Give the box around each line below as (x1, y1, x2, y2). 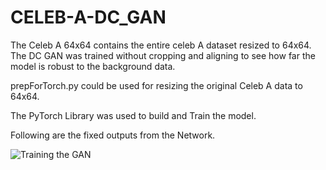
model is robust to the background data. (10, 60, 176, 72)
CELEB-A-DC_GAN (10, 6, 167, 29)
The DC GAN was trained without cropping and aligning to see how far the (10, 49, 316, 61)
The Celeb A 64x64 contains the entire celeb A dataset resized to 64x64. (10, 39, 312, 51)
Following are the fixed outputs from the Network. (10, 129, 216, 141)
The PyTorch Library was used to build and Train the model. (10, 109, 257, 121)
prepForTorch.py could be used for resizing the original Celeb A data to (10, 79, 303, 91)
